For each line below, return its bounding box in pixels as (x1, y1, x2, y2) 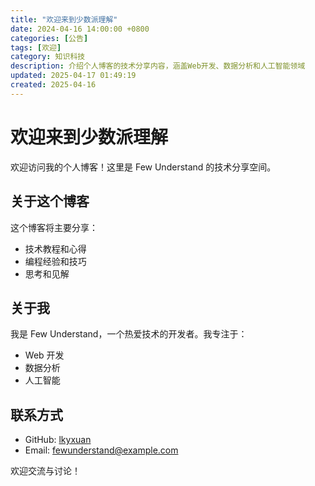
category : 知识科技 (10, 52, 86, 62)
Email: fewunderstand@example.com (24, 444, 179, 456)
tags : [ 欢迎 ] (10, 42, 62, 53)
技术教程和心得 (24, 242, 87, 255)
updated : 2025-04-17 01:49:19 (10, 71, 137, 81)
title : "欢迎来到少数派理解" (10, 14, 118, 25)
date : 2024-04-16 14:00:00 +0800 (10, 24, 150, 34)
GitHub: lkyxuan (24, 434, 92, 446)
